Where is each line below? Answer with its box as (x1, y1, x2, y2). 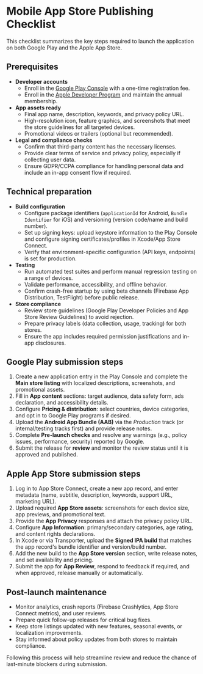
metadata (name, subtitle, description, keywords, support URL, (15, 491, 173, 499)
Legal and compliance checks (15, 136, 93, 144)
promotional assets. (15, 386, 65, 394)
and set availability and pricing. (15, 556, 94, 563)
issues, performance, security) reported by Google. (15, 438, 144, 445)
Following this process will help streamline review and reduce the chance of (6, 654, 197, 661)
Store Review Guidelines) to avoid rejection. (24, 313, 134, 320)
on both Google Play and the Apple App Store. (6, 44, 123, 51)
